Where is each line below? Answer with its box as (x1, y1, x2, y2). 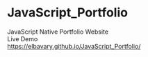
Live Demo (7, 34, 38, 43)
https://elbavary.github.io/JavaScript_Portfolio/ (7, 42, 141, 50)
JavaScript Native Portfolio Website (7, 27, 109, 36)
